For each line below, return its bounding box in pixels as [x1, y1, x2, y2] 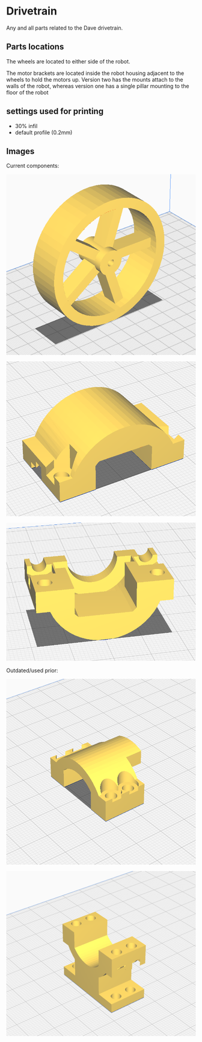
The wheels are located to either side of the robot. [6, 57, 130, 65]
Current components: [6, 162, 60, 170]
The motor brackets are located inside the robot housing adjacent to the [6, 69, 185, 77]
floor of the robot [6, 89, 49, 96]
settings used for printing [6, 106, 104, 117]
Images [6, 146, 35, 156]
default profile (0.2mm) [14, 129, 73, 136]
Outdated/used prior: [6, 667, 58, 674]
